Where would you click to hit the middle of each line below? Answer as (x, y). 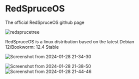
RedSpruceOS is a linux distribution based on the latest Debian (70, 41)
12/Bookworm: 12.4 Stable (32, 47)
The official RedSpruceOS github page (45, 22)
